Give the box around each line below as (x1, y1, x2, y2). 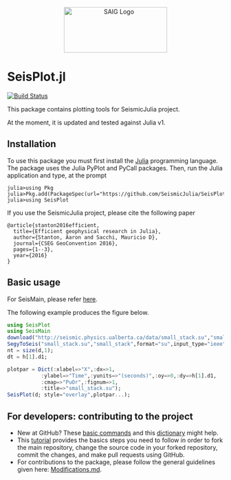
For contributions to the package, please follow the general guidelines (16, 458, 215, 466)
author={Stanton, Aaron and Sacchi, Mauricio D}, (13, 234, 158, 241)
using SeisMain (7, 328, 51, 335)
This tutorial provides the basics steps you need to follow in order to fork (16, 436, 223, 444)
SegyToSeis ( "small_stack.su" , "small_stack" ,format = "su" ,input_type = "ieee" (7, 340, 226, 348)
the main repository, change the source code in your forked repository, (16, 444, 218, 451)
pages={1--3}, (13, 246, 54, 253)
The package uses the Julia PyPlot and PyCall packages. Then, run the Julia (7, 164, 223, 172)
